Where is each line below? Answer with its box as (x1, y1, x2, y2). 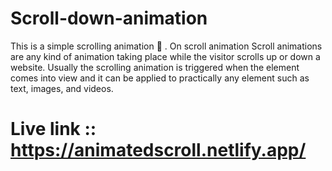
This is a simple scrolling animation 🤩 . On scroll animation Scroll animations (10, 40, 323, 52)
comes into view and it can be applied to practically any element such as (10, 72, 310, 84)
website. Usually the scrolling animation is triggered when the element (10, 61, 300, 73)
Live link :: (10, 118, 97, 141)
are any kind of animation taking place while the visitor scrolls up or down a (10, 50, 321, 62)
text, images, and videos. (10, 82, 114, 94)
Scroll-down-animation (10, 7, 208, 30)
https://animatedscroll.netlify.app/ (10, 139, 307, 162)
